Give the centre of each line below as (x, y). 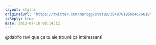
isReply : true (20, 19)
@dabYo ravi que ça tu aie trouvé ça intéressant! (54, 37)
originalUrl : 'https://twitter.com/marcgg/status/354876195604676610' (78, 14)
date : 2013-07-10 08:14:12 (33, 23)
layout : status (21, 10)
